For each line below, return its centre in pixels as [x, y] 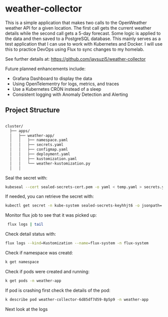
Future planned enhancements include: [45, 69]
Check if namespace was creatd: [39, 253]
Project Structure [32, 110]
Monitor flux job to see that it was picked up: [51, 215]
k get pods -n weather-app [33, 281]
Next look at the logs [26, 309]
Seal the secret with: [26, 178]
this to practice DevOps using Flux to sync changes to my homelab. [75, 49]
